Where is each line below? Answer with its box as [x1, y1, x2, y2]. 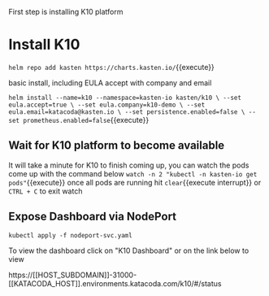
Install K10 [8, 36, 80, 54]
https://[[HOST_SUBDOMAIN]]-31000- [8, 270, 137, 280]
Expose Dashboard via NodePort [8, 210, 177, 224]
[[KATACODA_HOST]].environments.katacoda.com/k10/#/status [8, 278, 222, 288]
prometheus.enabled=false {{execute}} [23, 115, 150, 124]
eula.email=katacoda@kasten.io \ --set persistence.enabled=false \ [8, 107, 245, 116]
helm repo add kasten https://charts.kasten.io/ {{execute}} [8, 62, 215, 72]
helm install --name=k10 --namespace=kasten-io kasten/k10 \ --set [8, 94, 242, 102]
